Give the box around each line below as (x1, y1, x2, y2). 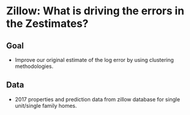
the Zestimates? (6, 17, 88, 30)
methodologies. (14, 63, 54, 70)
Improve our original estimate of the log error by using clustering (14, 57, 174, 63)
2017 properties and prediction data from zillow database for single (14, 95, 180, 102)
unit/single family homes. (14, 102, 77, 109)
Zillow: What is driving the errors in (6, 4, 185, 18)
